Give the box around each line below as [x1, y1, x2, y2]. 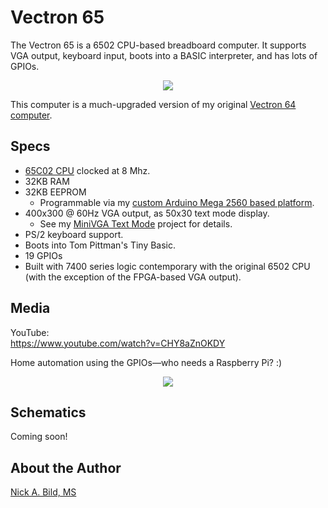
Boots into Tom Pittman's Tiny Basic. [24, 239, 177, 251]
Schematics [10, 404, 87, 421]
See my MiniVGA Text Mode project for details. [39, 217, 233, 230]
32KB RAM [24, 175, 70, 187]
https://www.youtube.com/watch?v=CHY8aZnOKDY [10, 337, 226, 349]
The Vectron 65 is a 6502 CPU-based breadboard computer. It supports [10, 39, 307, 51]
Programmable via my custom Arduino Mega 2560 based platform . [39, 196, 315, 208]
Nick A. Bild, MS [10, 486, 77, 498]
